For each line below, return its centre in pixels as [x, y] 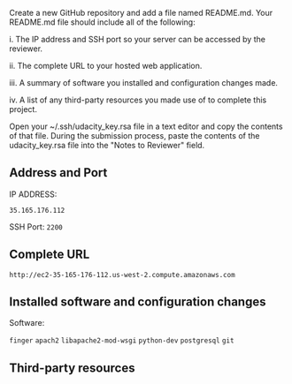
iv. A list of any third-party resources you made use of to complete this [138, 100]
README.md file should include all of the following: [103, 22]
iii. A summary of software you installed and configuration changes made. [144, 83]
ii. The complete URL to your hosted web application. [106, 66]
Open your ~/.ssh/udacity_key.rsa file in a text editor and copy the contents [146, 126]
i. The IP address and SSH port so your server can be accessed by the [137, 39]
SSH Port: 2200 [36, 226]
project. [23, 109]
